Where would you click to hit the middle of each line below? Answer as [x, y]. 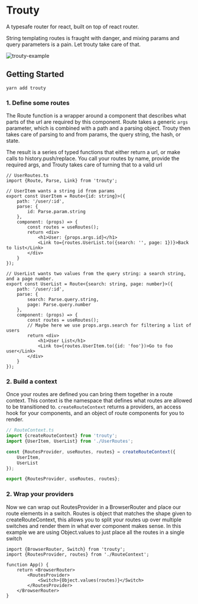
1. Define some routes [38, 103]
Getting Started [35, 74]
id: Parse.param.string [56, 212]
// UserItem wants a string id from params [61, 191]
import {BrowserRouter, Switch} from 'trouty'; [66, 549]
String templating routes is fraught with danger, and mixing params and [93, 38]
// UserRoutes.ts [27, 176]
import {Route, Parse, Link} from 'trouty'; [62, 181]
